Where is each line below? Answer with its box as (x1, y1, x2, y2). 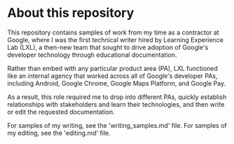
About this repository (7, 5, 135, 21)
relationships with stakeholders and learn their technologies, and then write (7, 100, 225, 108)
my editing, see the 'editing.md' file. (7, 129, 111, 137)
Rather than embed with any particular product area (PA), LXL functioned (7, 64, 219, 72)
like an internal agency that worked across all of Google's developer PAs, (7, 72, 219, 80)
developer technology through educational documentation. (7, 51, 177, 59)
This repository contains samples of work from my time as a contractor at (7, 28, 219, 37)
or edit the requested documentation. (7, 107, 116, 116)
